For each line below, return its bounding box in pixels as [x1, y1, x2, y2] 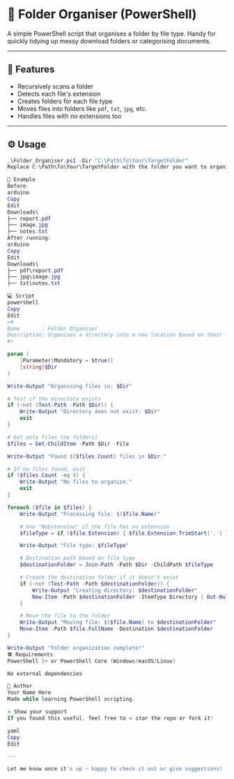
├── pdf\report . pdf [7, 267, 64, 274]
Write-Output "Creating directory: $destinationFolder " [32, 586, 198, 594]
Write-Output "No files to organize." [19, 478, 132, 486]
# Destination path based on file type [19, 555, 136, 562]
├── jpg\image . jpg [7, 274, 61, 281]
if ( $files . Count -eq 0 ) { [7, 472, 86, 479]
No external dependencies [7, 670, 82, 677]
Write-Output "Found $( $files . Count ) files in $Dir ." [7, 453, 167, 460]
